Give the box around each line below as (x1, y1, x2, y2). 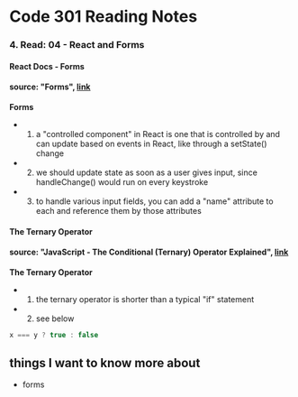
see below (35, 313, 75, 324)
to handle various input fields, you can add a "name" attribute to (35, 196, 274, 207)
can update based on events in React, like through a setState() (35, 138, 267, 149)
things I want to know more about (9, 355, 201, 371)
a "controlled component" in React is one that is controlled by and (35, 128, 281, 139)
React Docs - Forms (9, 60, 86, 71)
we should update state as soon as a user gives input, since (35, 167, 258, 178)
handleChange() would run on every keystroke (35, 176, 209, 187)
